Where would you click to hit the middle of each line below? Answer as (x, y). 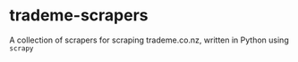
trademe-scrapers (79, 15)
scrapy (21, 48)
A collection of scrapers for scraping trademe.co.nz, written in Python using (149, 40)
